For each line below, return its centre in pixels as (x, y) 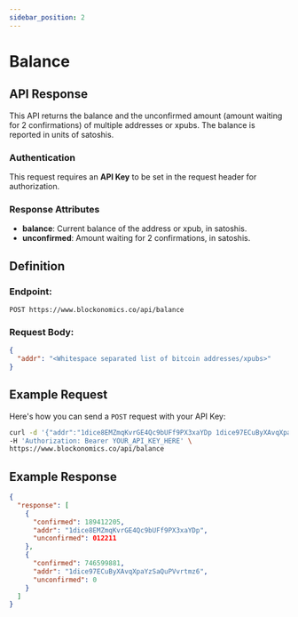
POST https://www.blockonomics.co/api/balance (97, 309)
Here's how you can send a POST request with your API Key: (118, 416)
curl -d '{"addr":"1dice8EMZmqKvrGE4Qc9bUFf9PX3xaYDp (111, 432)
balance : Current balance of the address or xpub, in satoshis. (134, 228)
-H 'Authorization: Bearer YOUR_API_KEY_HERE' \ (101, 441)
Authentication (42, 157)
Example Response (63, 477)
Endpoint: (31, 292)
